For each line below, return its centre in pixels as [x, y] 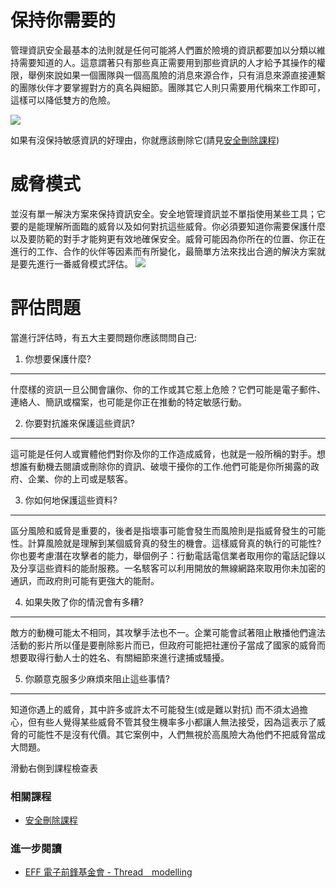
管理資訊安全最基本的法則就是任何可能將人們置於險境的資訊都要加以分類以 [163, 50]
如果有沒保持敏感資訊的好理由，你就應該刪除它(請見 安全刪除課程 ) [145, 140]
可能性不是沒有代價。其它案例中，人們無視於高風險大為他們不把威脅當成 [176, 734]
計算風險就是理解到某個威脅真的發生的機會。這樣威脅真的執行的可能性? [174, 543]
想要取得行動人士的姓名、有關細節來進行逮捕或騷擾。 [120, 657]
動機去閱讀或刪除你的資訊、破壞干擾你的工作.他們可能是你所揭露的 [174, 466]
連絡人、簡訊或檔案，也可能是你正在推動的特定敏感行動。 [128, 402]
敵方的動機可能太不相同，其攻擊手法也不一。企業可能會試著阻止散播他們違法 [168, 632]
